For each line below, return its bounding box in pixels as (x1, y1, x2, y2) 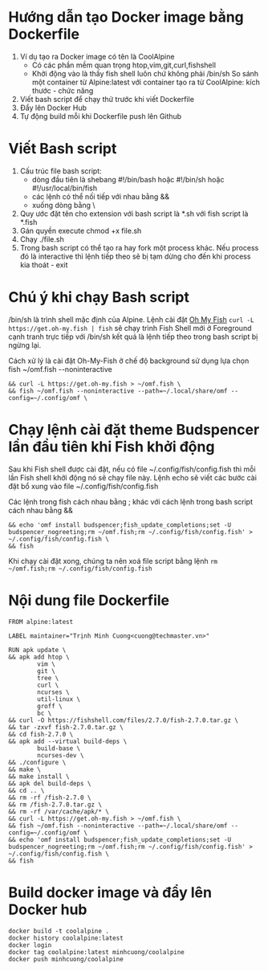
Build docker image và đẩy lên (8, 883, 213, 901)
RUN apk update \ (8, 646, 67, 654)
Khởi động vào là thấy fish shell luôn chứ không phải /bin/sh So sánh (31, 68, 259, 78)
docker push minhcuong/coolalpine (8, 955, 124, 963)
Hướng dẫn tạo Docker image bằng (8, 8, 245, 27)
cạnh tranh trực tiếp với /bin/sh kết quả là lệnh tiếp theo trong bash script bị (8, 332, 258, 341)
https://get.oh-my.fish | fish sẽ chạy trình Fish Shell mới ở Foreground (8, 323, 252, 333)
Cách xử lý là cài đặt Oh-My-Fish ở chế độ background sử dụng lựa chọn (8, 356, 250, 365)
